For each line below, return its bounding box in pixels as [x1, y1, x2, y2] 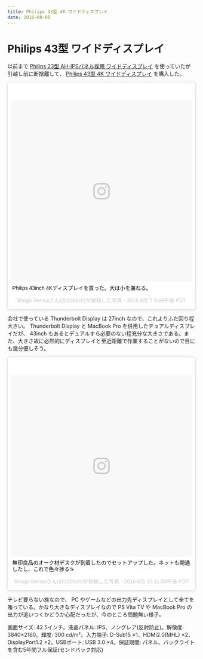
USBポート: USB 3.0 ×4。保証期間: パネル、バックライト [56, 639, 195, 646]
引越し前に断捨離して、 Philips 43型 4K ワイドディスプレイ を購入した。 [7, 70, 185, 78]
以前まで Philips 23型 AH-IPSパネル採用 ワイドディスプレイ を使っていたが [7, 63, 191, 70]
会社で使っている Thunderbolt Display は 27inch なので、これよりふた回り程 [7, 315, 195, 322]
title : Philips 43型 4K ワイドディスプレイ [7, 8, 108, 15]
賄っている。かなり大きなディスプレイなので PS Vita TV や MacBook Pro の [7, 603, 192, 611]
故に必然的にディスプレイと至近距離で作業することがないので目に [33, 337, 196, 344]
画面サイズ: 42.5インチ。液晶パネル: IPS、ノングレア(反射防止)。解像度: [7, 624, 184, 631]
